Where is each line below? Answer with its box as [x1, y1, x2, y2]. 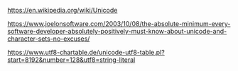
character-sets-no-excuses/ [7, 34, 90, 43]
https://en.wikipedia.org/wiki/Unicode [7, 6, 118, 14]
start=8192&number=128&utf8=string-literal [7, 56, 136, 64]
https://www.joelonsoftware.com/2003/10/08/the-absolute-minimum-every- [7, 20, 231, 27]
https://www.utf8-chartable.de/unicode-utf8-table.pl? [7, 49, 165, 56]
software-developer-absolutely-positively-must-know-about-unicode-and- [7, 27, 227, 35]
